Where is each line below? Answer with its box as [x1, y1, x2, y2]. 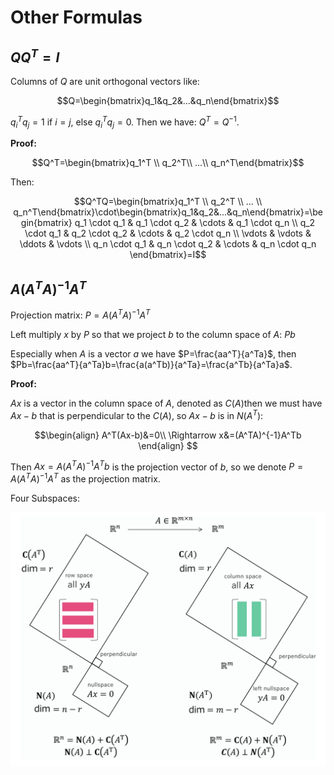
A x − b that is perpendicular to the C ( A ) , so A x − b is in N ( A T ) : [10, 407, 264, 421]
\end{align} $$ [138, 439, 198, 451]
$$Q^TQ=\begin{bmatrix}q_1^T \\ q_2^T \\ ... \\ [73, 196, 263, 208]
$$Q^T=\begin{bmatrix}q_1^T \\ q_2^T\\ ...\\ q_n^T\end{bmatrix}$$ [31, 157, 305, 169]
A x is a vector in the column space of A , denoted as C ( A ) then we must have [10, 397, 323, 409]
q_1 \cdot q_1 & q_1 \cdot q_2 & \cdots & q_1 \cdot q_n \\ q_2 [74, 217, 316, 229]
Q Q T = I [10, 46, 60, 66]
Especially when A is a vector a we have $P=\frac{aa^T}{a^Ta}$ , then [10, 347, 297, 360]
